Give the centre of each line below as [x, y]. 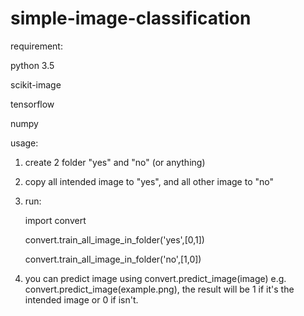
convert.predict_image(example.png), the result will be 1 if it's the [159, 289]
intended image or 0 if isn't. [81, 299]
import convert [55, 220]
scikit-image [36, 84]
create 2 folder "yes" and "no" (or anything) [115, 162]
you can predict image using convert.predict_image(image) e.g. [155, 278]
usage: [24, 143]
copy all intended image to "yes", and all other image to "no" [149, 181]
